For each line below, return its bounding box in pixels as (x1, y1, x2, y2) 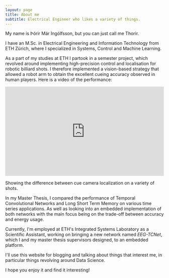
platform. (5, 242, 24, 248)
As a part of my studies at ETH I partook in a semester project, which (5, 55, 148, 61)
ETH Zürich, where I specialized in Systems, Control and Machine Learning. (5, 46, 162, 52)
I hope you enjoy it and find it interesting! (5, 267, 90, 273)
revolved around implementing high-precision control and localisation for (5, 61, 156, 67)
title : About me (5, 12, 39, 17)
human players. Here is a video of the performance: (5, 76, 112, 83)
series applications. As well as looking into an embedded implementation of (5, 206, 162, 212)
